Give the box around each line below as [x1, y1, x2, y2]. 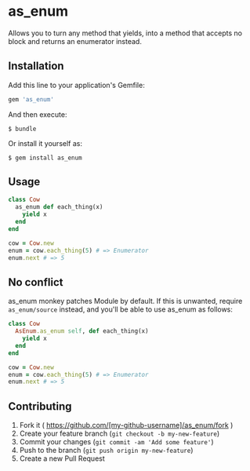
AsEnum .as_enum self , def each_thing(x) [15, 327, 149, 335]
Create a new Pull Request [19, 454, 106, 463]
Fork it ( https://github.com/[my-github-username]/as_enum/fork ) [19, 421, 234, 430]
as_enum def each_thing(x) [15, 203, 103, 211]
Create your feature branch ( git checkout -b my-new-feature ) [19, 429, 220, 438]
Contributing [8, 400, 72, 413]
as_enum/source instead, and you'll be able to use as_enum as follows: [8, 305, 234, 314]
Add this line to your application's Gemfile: [8, 80, 145, 89]
